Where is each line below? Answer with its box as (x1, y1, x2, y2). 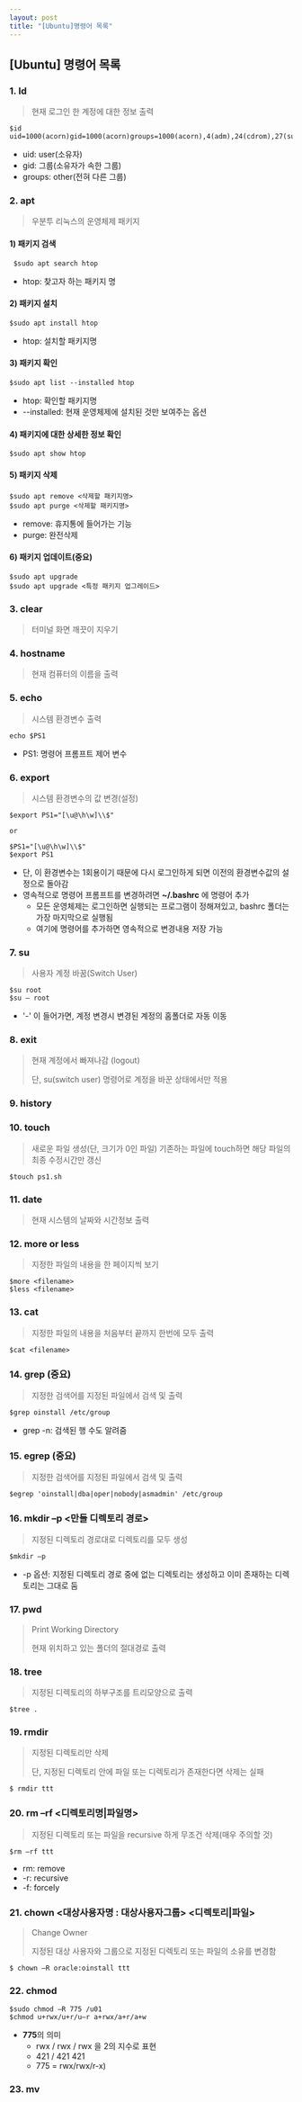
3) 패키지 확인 (9, 357, 58, 369)
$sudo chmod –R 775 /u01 (9, 2005, 102, 2014)
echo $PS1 (9, 731, 47, 741)
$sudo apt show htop (9, 449, 87, 459)
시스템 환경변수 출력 (31, 713, 102, 724)
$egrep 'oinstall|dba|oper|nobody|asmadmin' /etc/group (9, 1490, 223, 1499)
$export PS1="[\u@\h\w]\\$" (9, 811, 115, 820)
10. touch (9, 1121, 51, 1134)
